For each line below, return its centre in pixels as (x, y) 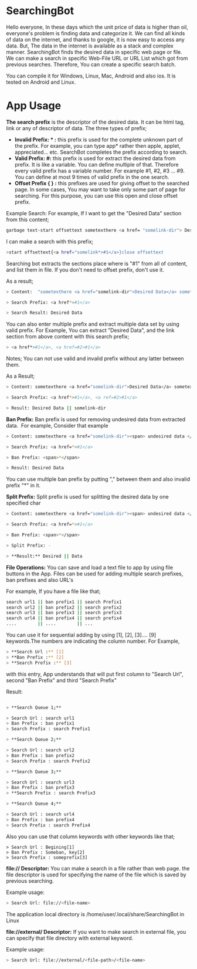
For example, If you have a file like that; (53, 591)
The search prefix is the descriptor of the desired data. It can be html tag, (95, 122)
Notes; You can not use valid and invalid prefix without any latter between (95, 358)
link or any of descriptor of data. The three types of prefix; (77, 128)
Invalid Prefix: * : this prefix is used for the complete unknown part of (99, 140)
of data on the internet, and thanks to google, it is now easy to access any (95, 39)
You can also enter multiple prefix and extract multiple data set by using (93, 324)
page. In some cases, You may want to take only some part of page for (100, 189)
